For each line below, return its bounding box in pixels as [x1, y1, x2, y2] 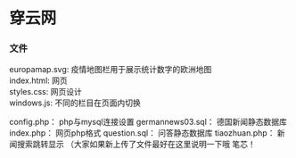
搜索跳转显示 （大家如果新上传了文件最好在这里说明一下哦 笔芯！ [16, 139, 256, 150]
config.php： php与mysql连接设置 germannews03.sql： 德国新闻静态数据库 [9, 117, 288, 128]
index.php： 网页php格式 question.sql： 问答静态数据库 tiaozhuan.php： [9, 128, 275, 138]
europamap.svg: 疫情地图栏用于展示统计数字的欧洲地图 [9, 64, 212, 75]
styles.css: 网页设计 [9, 87, 82, 97]
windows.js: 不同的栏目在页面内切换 [9, 97, 141, 108]
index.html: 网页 [9, 75, 69, 86]
